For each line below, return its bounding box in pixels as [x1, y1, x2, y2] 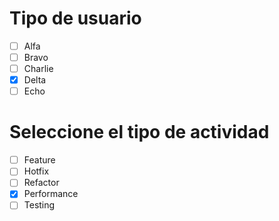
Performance [23, 188, 79, 200]
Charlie [23, 63, 54, 75]
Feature [23, 154, 56, 166]
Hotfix [23, 165, 50, 177]
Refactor [23, 177, 60, 189]
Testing [23, 199, 56, 211]
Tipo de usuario [9, 7, 142, 30]
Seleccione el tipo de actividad [9, 121, 270, 144]
